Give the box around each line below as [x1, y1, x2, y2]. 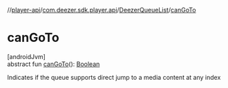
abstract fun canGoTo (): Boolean [7, 60, 100, 68]
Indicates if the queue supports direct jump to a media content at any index [7, 73, 221, 81]
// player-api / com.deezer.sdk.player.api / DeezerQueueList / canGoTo [7, 6, 196, 14]
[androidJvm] [7, 52, 46, 60]
